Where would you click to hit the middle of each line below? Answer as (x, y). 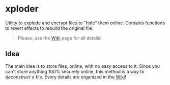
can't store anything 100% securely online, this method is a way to (75, 71)
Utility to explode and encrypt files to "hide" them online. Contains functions (85, 23)
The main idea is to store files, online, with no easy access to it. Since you (83, 66)
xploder (22, 9)
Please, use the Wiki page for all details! (60, 38)
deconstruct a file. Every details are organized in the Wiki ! (66, 77)
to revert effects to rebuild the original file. (49, 28)
